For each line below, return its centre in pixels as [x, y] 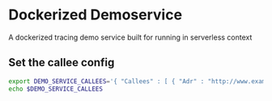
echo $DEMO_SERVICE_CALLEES [56, 89]
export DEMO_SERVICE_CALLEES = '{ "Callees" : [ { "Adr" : [106, 81]
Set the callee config [62, 63]
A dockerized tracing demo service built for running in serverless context [130, 37]
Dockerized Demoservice [96, 15]
